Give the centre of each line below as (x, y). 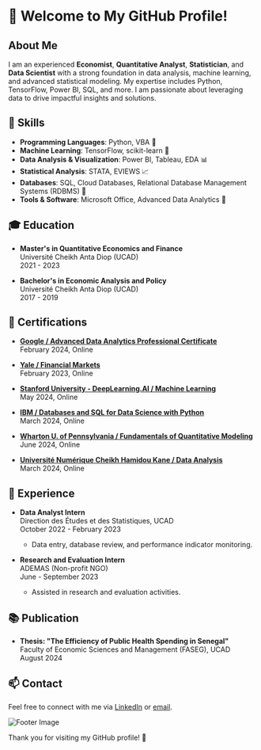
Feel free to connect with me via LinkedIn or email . (90, 706)
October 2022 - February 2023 (70, 529)
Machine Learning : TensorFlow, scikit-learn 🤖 (95, 150)
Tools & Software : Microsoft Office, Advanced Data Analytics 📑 (123, 199)
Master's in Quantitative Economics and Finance (101, 248)
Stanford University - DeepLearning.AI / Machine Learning (117, 389)
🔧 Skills (26, 123)
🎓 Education (42, 225)
